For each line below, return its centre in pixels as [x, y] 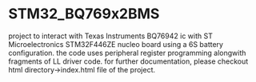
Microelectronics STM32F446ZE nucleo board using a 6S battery [116, 44]
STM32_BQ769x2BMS [84, 14]
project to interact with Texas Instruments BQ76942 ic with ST [111, 36]
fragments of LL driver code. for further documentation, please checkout [128, 61]
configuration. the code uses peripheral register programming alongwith [127, 53]
